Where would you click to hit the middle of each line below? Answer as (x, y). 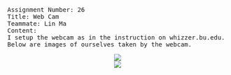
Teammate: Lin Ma (37, 24)
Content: (22, 31)
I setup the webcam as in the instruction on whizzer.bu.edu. (116, 37)
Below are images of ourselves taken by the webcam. (100, 44)
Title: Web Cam (33, 17)
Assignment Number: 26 (46, 10)
